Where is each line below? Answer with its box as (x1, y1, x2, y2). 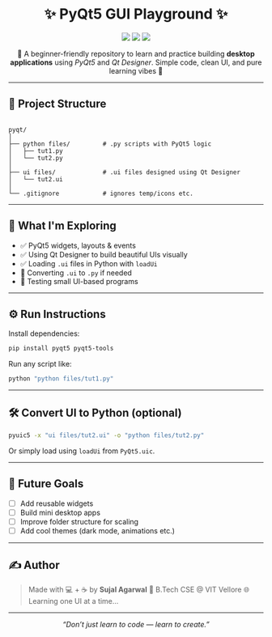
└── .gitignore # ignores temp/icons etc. (8, 189, 194, 197)
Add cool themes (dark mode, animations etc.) (19, 525, 176, 535)
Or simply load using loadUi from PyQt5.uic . (8, 446, 155, 456)
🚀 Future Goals (8, 477, 84, 490)
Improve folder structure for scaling (19, 516, 139, 526)
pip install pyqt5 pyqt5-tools (8, 345, 114, 353)
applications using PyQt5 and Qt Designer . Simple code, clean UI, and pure (10, 57, 262, 67)
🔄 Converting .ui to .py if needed (19, 268, 132, 278)
